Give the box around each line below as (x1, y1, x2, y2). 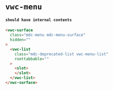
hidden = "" (10, 37, 31, 42)
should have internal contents (5, 17, 72, 22)
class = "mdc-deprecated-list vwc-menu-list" (14, 51, 109, 57)
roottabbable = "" (14, 56, 50, 61)
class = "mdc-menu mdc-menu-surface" (10, 33, 86, 38)
